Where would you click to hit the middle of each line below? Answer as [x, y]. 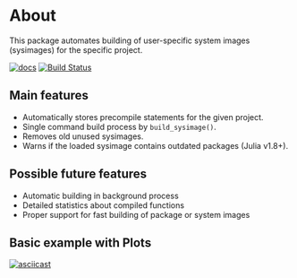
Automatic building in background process [100, 195]
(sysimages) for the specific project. [76, 49]
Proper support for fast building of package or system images [136, 214]
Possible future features [78, 174]
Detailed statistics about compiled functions [103, 205]
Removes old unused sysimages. [83, 136]
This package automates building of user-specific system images [130, 40]
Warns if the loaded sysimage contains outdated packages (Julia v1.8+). [155, 145]
